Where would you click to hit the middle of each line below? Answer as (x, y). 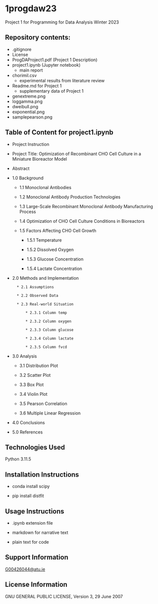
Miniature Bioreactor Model (39, 159)
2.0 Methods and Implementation (45, 278)
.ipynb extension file (32, 523)
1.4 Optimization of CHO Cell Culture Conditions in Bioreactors (82, 221)
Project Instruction (31, 144)
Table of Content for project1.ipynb (59, 133)
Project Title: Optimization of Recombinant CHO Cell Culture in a (77, 154)
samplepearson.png (32, 117)
